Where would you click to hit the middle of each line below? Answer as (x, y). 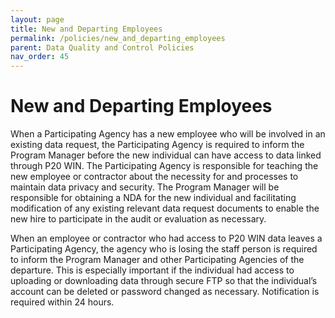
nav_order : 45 (40, 57)
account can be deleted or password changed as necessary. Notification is (165, 292)
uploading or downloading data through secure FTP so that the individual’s (164, 281)
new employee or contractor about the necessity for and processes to (154, 177)
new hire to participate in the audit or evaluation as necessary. (138, 219)
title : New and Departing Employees (86, 29)
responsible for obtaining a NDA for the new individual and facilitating (153, 198)
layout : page (37, 19)
